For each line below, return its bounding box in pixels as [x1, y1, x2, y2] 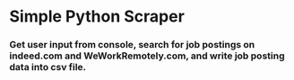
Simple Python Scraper [9, 6, 186, 27]
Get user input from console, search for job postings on [9, 39, 255, 51]
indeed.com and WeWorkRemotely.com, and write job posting [9, 49, 285, 62]
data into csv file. [9, 61, 87, 74]
